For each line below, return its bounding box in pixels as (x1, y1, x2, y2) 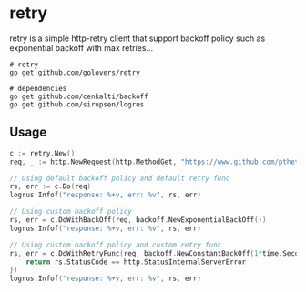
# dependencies (9, 84, 67, 93)
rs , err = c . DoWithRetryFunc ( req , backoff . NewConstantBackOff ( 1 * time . (9, 248, 283, 257)
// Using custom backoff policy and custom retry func (9, 240, 222, 249)
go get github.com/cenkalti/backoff (9, 92, 148, 101)
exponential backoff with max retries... (9, 42, 153, 53)
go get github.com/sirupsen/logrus (9, 99, 145, 109)
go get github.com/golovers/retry (9, 67, 141, 77)
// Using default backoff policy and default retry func (9, 174, 230, 183)
